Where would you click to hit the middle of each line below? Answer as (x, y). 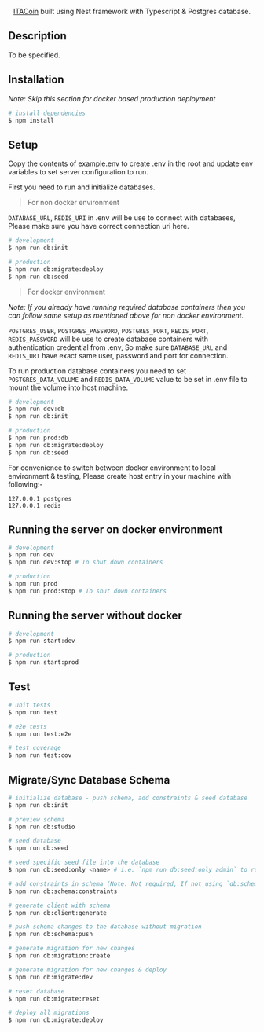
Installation (36, 80)
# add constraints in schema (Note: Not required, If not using (115, 883)
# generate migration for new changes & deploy (88, 970)
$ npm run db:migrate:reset (54, 999)
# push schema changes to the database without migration (105, 927)
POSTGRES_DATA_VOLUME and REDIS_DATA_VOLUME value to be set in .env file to (128, 379)
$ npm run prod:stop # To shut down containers (88, 591)
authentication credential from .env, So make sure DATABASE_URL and (118, 347)
